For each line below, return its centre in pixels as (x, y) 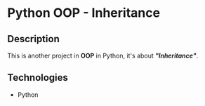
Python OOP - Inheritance (84, 13)
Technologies (38, 78)
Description (33, 39)
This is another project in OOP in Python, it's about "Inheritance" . (103, 55)
